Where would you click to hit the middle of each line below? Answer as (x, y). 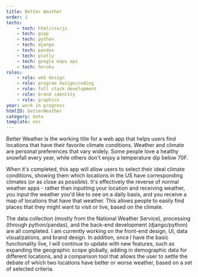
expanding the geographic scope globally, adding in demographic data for (97, 250)
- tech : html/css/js (42, 28)
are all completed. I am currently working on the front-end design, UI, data (97, 231)
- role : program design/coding (55, 84)
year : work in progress (36, 105)
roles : (14, 72)
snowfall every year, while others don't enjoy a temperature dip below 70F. (97, 158)
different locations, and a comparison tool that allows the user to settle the (97, 256)
